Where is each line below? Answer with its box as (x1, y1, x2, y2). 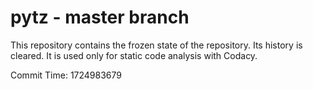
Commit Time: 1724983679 (10, 69, 123, 81)
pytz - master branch (10, 6, 190, 29)
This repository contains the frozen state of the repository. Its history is (10, 39, 303, 51)
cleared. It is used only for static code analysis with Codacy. (10, 49, 258, 61)
